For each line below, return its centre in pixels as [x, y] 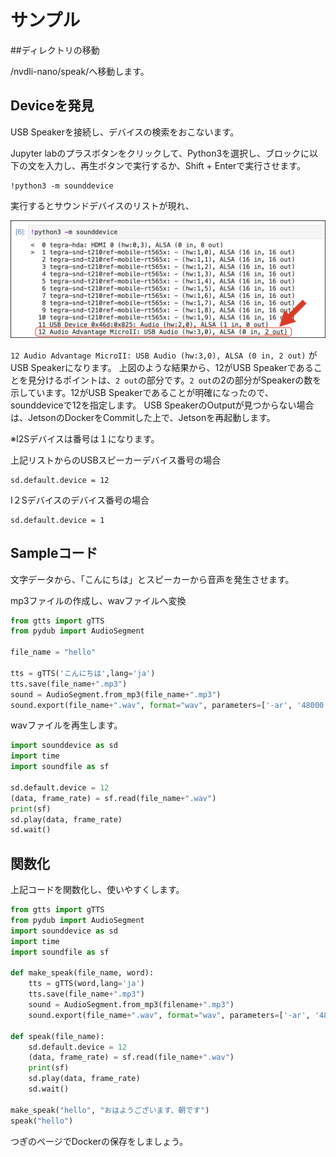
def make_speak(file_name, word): [82, 973]
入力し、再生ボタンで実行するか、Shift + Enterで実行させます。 [175, 165]
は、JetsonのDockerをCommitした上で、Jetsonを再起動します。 [143, 417]
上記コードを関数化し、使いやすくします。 [97, 890]
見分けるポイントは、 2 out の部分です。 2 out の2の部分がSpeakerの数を [174, 380]
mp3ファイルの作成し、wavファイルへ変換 [98, 600]
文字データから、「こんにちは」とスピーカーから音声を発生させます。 [152, 579]
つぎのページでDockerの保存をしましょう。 [99, 1141]
